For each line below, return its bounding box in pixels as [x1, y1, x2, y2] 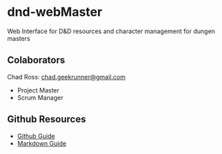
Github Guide [17, 132, 55, 140]
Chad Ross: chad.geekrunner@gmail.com [7, 73, 126, 81]
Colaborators [7, 55, 66, 66]
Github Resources [7, 113, 86, 125]
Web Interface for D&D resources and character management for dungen [7, 27, 216, 35]
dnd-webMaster [7, 4, 102, 20]
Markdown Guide [17, 139, 67, 147]
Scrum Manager [17, 93, 64, 102]
